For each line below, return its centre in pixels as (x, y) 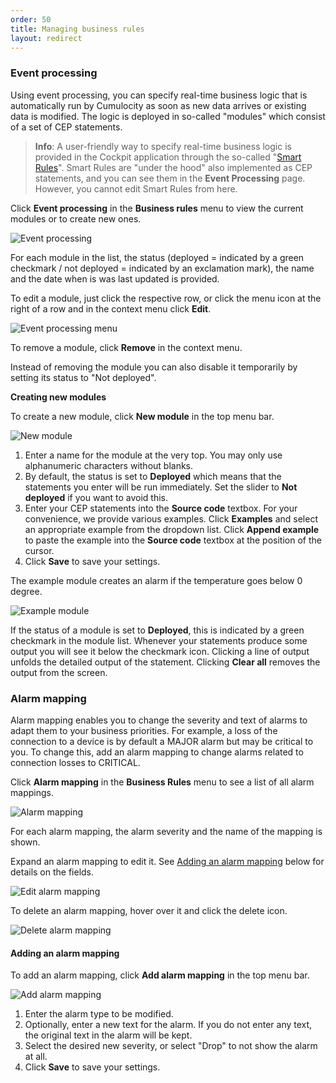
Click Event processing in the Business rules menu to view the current (157, 208)
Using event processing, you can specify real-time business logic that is (159, 95)
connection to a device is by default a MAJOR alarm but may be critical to (162, 741)
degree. (26, 591)
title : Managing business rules (77, 29)
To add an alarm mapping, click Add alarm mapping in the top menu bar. (160, 975)
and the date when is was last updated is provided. (115, 278)
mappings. (32, 792)
